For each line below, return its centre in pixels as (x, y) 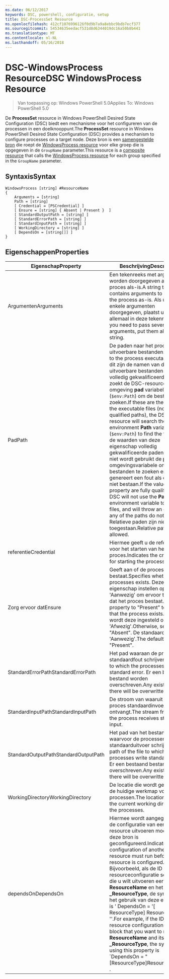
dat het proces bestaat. (137, 601)
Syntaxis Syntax (31, 177)
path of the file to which (137, 751)
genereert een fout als (136, 478)
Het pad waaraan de (133, 653)
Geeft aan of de (128, 570)
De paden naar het (131, 346)
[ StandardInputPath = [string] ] (50, 223)
